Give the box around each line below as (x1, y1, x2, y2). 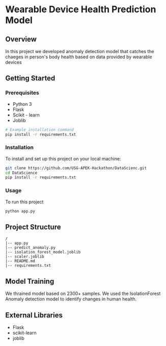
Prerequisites (5, 89, 39, 97)
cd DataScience (5, 170, 38, 175)
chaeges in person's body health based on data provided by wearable (5, 54, 152, 60)
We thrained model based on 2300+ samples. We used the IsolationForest (5, 290, 161, 297)
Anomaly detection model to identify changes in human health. (5, 296, 137, 302)
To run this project (5, 198, 44, 205)
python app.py (5, 209, 36, 214)
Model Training (5, 277, 54, 286)
